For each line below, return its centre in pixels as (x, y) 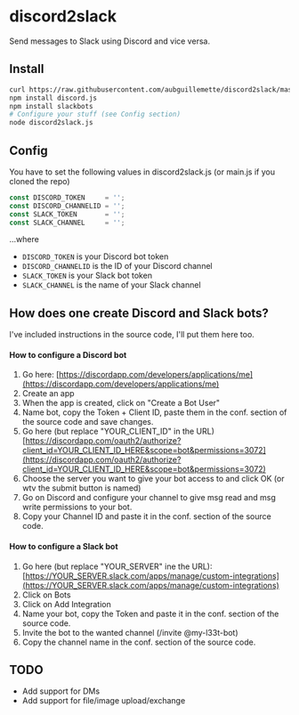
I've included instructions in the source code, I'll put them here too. (132, 335)
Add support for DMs (61, 691)
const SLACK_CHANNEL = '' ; (67, 223)
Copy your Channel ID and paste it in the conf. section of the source (146, 516)
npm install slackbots (51, 106)
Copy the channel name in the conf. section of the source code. (139, 642)
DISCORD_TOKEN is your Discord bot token (95, 256)
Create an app (48, 394)
